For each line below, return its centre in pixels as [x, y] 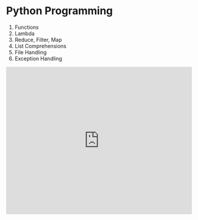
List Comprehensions [40, 46]
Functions [27, 27]
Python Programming [60, 11]
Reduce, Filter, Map [38, 40]
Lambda [24, 33]
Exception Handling [38, 58]
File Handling [31, 52]
